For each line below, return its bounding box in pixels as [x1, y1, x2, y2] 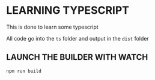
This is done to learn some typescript [6, 23, 99, 30]
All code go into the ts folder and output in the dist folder [6, 35, 149, 42]
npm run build [6, 68, 42, 74]
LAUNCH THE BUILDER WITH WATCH [6, 52, 148, 63]
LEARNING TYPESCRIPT [6, 4, 130, 17]
